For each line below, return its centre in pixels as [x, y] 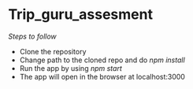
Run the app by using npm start [71, 68]
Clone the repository [53, 51]
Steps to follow [32, 36]
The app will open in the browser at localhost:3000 [102, 76]
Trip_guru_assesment [81, 15]
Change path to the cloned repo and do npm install [102, 60]
